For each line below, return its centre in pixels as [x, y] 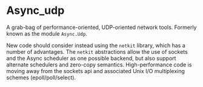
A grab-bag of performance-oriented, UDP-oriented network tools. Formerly [101, 27]
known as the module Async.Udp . [47, 33]
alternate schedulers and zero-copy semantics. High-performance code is [99, 65]
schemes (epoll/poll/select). [41, 77]
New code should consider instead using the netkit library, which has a [96, 45]
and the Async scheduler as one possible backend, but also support [91, 58]
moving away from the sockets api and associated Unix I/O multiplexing [95, 71]
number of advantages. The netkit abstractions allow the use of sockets [97, 51]
